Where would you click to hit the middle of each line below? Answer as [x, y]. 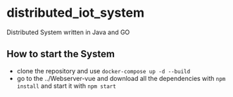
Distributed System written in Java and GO [68, 32]
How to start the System [61, 54]
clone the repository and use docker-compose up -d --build [103, 70]
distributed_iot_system [76, 13]
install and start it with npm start [67, 86]
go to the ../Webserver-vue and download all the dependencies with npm [121, 78]
